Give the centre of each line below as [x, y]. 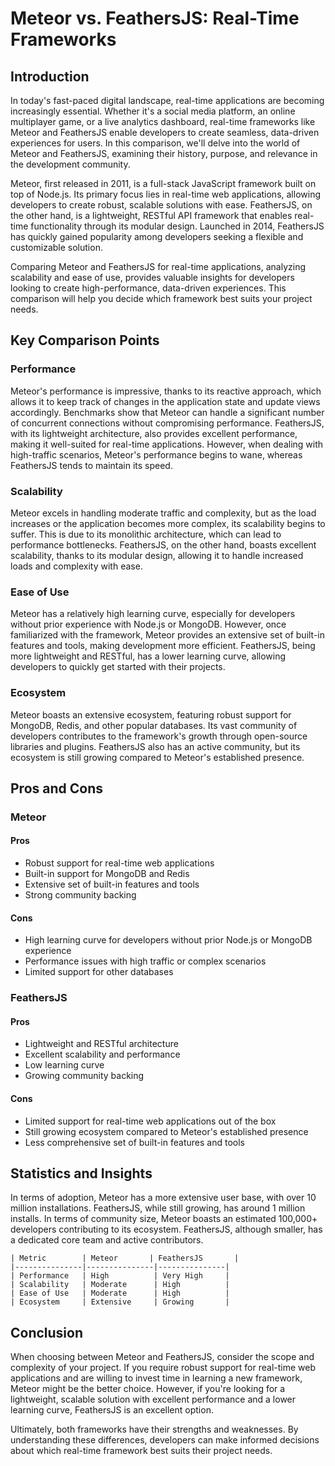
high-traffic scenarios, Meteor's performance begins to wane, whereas [156, 454]
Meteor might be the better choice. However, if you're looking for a [148, 1389]
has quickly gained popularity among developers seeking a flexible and [157, 236]
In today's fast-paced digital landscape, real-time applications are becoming [167, 100]
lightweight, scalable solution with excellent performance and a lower [153, 1399]
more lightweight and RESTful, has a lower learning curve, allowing [148, 656]
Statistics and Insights [81, 1173]
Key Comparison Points [85, 340]
